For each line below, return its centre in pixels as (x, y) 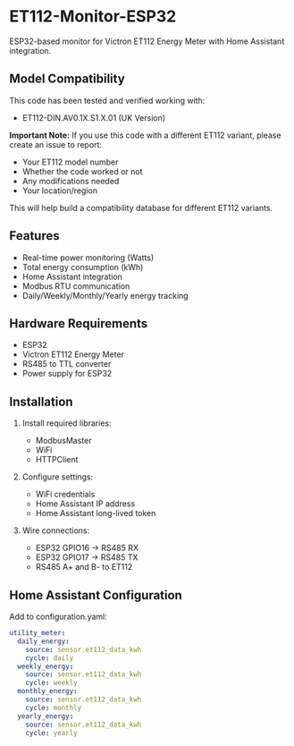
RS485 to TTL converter (67, 364)
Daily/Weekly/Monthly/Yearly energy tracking (105, 295)
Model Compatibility (67, 79)
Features (34, 236)
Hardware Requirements (79, 323)
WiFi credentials (65, 495)
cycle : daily (50, 658)
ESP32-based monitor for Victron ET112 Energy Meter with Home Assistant (147, 41)
